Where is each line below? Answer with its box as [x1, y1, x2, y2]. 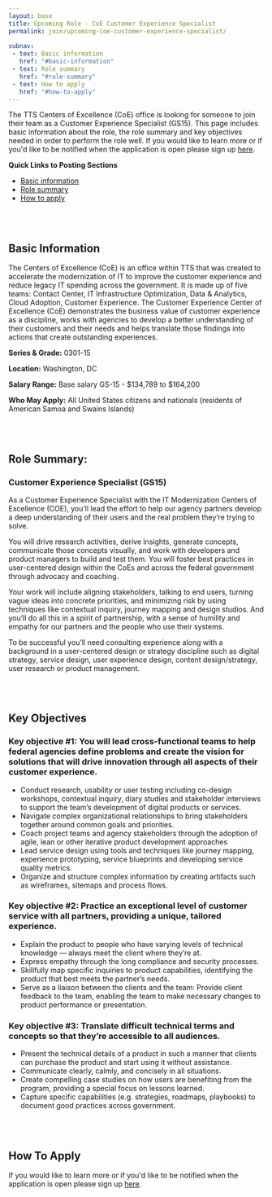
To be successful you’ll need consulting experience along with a [8, 637, 223, 647]
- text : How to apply [11, 80, 85, 88]
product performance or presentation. [19, 999, 148, 1010]
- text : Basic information [11, 50, 104, 58]
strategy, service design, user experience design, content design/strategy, [8, 655, 258, 664]
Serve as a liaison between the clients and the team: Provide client [19, 982, 243, 992]
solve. [8, 520, 29, 530]
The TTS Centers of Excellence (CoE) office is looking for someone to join [8, 110, 256, 120]
